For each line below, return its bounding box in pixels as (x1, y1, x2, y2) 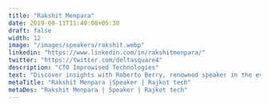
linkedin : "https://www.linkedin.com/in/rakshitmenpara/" (8, 49, 206, 57)
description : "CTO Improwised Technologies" (8, 64, 159, 72)
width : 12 (8, 33, 42, 42)
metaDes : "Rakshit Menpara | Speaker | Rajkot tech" (8, 85, 188, 94)
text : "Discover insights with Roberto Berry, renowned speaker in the (8, 71, 252, 79)
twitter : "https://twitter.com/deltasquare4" (8, 57, 163, 65)
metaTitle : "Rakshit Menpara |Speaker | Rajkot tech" (8, 78, 192, 86)
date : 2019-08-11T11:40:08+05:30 (8, 19, 120, 27)
